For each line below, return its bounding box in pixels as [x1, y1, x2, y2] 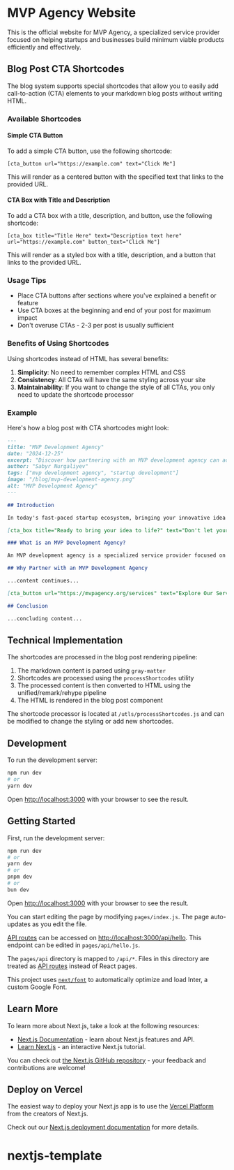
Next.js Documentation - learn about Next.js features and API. [17, 1035, 195, 1044]
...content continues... [7, 578, 79, 585]
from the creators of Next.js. [7, 1109, 88, 1118]
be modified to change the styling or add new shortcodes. [7, 717, 174, 726]
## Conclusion [7, 602, 49, 609]
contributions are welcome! [7, 1063, 86, 1072]
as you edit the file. [32, 920, 87, 928]
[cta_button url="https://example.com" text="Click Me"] [7, 160, 176, 167]
